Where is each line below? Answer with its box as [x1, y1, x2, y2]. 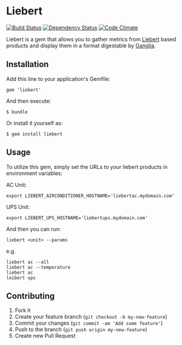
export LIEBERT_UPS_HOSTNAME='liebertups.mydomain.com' [6, 214, 148, 221]
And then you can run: [6, 225, 61, 232]
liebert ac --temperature [6, 264, 70, 270]
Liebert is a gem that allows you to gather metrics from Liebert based [6, 35, 177, 43]
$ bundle [6, 109, 28, 115]
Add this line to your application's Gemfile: [6, 75, 110, 82]
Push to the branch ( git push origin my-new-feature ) [14, 326, 147, 333]
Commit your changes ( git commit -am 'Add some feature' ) [14, 319, 163, 327]
